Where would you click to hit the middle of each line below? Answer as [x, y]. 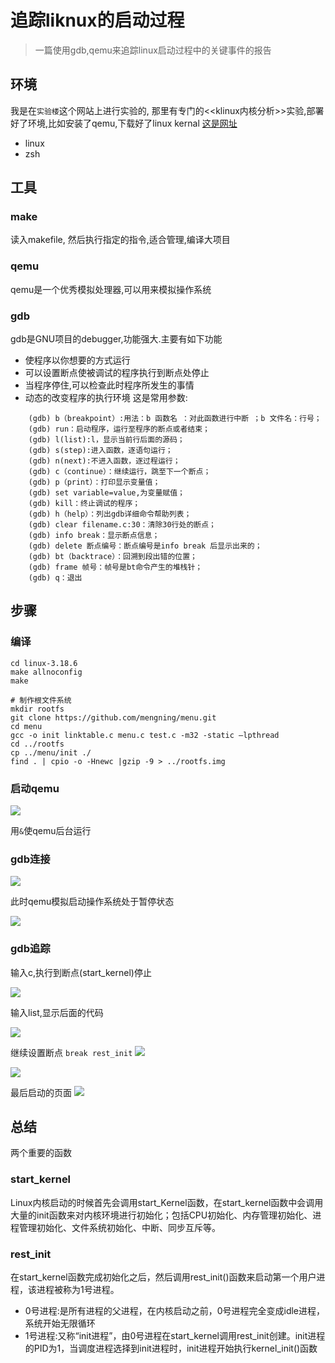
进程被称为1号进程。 [78, 1290]
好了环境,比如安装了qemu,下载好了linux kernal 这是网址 [124, 123]
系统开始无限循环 [60, 1323]
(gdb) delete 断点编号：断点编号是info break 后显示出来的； [145, 546]
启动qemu [35, 788]
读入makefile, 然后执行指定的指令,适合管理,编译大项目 [120, 240]
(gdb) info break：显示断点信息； [94, 536]
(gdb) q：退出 [55, 578]
